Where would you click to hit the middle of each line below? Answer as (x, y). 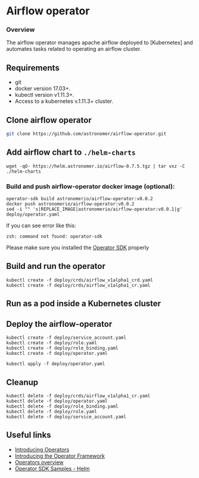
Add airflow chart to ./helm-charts (71, 153)
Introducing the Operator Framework (60, 456)
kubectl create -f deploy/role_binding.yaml (62, 348)
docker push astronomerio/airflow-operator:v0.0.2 (70, 204)
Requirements (33, 68)
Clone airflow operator (49, 120)
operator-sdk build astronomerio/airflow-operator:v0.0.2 (80, 199)
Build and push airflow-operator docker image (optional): (91, 186)
